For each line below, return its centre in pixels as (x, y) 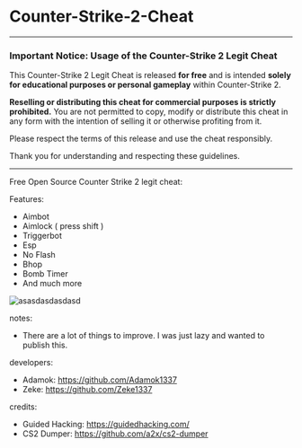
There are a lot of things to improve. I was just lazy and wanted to (143, 336)
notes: (21, 318)
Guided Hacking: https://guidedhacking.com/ (106, 425)
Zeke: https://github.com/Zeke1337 (87, 390)
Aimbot (36, 216)
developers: (31, 363)
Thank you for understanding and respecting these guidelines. (124, 156)
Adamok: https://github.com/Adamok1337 (100, 380)
